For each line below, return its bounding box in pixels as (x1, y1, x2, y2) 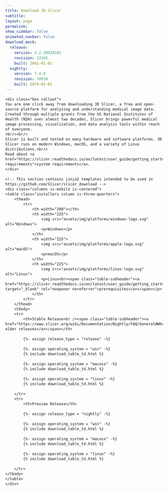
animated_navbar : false (5, 34, 55, 39)
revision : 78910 (14, 76, 48, 82)
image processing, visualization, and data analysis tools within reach (5, 121, 160, 127)
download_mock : (5, 40, 37, 45)
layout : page (5, 18, 32, 23)
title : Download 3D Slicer (5, 8, 61, 13)
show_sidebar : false (5, 29, 48, 34)
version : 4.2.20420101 (14, 50, 61, 55)
